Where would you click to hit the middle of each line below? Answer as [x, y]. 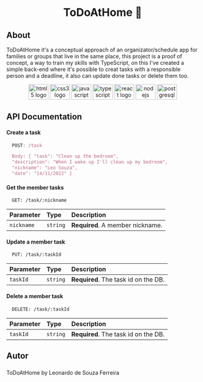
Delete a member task [35, 296]
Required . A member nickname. [117, 225]
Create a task [24, 132]
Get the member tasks [35, 187]
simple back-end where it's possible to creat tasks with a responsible [94, 69]
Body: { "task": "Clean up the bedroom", [65, 156]
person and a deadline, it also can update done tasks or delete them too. [98, 76]
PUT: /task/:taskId [37, 255]
